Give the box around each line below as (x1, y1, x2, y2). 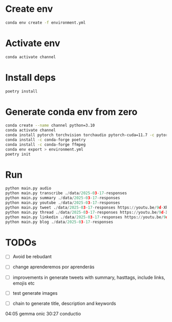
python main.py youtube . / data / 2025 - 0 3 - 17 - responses (5, 200, 120, 205)
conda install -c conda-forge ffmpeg (5, 142, 86, 147)
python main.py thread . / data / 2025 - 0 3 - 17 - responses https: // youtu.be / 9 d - (5, 210, 166, 215)
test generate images (12, 290, 58, 296)
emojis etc (12, 280, 35, 286)
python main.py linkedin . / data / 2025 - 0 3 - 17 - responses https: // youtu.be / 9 (5, 214, 166, 220)
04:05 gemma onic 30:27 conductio (5, 310, 81, 316)
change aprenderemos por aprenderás (12, 264, 95, 270)
